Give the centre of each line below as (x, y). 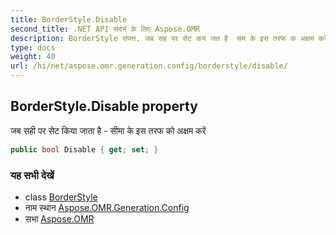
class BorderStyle (61, 197)
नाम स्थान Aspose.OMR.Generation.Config (107, 207)
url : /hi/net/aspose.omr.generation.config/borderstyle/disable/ (149, 66)
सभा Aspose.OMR (59, 218)
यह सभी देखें (32, 175)
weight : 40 (33, 57)
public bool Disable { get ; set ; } (84, 149)
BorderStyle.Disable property (104, 106)
